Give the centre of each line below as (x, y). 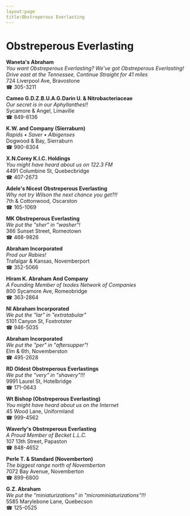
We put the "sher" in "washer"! (43, 225)
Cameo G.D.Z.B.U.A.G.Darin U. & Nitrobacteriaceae (69, 99)
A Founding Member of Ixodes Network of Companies (71, 285)
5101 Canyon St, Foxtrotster (39, 321)
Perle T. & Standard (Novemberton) (50, 459)
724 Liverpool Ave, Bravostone (43, 81)
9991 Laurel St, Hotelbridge (39, 381)
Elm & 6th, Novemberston (37, 351)
